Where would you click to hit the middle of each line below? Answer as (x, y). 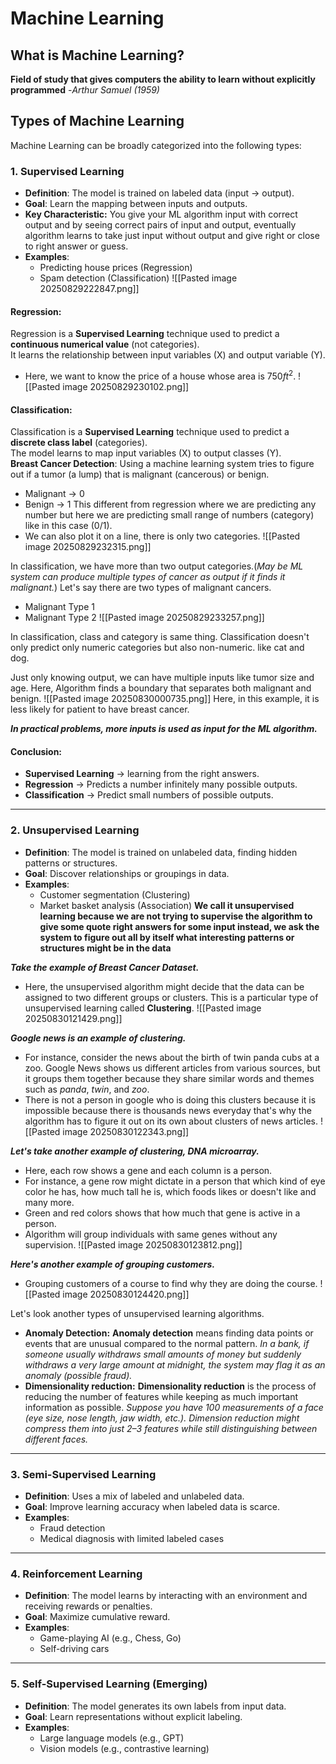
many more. (49, 1202)
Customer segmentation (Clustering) (115, 894)
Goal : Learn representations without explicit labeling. (133, 1716)
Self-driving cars (74, 1649)
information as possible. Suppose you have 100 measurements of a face (174, 1407)
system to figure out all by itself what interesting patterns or (167, 937)
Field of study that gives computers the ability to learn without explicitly (163, 79)
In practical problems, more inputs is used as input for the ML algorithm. (164, 729)
